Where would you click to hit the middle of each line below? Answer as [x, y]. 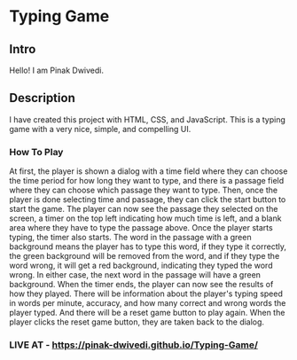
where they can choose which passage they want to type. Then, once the [143, 190]
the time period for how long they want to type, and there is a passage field [147, 181]
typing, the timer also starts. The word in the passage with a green [130, 238]
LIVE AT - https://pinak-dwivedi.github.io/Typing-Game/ [134, 345]
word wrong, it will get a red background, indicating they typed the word [141, 266]
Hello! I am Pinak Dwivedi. [57, 70]
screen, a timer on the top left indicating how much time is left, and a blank [145, 218]
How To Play [36, 152]
